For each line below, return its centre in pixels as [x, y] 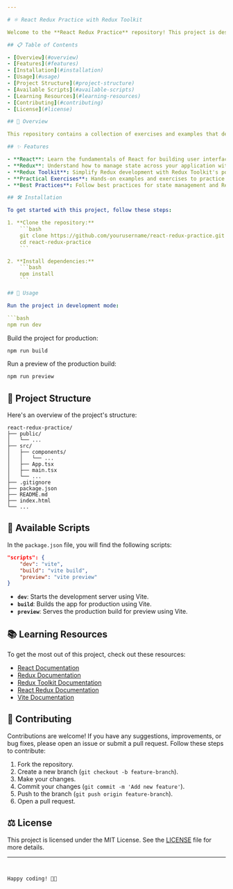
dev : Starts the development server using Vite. [83, 597]
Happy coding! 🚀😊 [32, 879]
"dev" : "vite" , [42, 564]
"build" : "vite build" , [54, 571]
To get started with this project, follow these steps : [89, 210]
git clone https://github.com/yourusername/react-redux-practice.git [122, 236]
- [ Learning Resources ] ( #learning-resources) [74, 96]
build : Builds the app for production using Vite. [84, 604]
